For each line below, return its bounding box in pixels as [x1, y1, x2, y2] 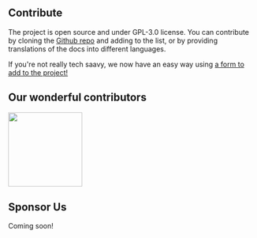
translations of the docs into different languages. [8, 43, 166, 54]
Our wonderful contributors [8, 91, 147, 104]
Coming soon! [8, 221, 54, 231]
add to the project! [8, 67, 69, 77]
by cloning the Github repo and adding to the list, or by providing [8, 36, 218, 45]
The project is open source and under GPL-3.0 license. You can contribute [8, 27, 250, 36]
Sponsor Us [8, 201, 67, 214]
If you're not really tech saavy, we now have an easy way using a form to [8, 59, 244, 69]
